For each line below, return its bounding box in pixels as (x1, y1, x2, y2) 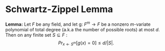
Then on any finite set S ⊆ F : (5, 32, 68, 38)
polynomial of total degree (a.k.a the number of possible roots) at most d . (5, 26, 160, 32)
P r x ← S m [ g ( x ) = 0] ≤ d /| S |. (58, 39, 114, 47)
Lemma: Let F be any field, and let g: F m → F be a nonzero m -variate (5, 20, 151, 27)
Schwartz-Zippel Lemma (5, 4, 113, 15)
